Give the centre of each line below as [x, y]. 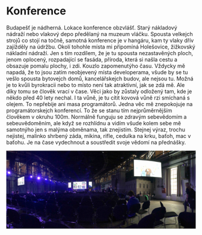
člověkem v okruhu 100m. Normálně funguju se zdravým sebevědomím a [96, 117]
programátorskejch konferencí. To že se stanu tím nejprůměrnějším [89, 110]
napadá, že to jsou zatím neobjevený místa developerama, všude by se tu [97, 72]
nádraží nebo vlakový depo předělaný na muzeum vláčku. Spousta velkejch [100, 34]
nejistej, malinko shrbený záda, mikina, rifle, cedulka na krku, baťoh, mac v [99, 135]
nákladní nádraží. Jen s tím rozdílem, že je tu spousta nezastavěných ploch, [100, 53]
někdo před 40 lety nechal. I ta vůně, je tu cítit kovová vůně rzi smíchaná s [98, 98]
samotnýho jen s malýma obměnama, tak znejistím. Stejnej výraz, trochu [96, 129]
